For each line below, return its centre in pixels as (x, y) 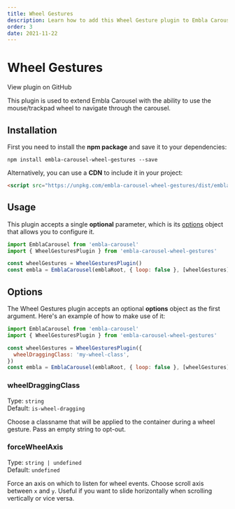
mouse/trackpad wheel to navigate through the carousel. (89, 108)
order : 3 (20, 27)
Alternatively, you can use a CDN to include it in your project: (95, 173)
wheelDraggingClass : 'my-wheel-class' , (72, 354)
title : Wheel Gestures (40, 14)
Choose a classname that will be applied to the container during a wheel (111, 422)
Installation (32, 130)
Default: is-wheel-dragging (46, 408)
